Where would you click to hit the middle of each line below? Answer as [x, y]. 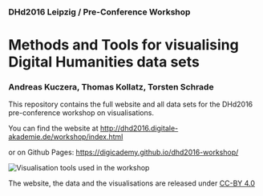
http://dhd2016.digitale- [139, 128]
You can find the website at [53, 128]
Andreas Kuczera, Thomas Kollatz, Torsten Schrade [111, 87]
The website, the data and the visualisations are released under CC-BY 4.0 [131, 183]
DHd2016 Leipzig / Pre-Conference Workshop [99, 12]
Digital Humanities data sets [104, 62]
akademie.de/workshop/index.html [66, 137]
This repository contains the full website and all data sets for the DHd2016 [131, 104]
